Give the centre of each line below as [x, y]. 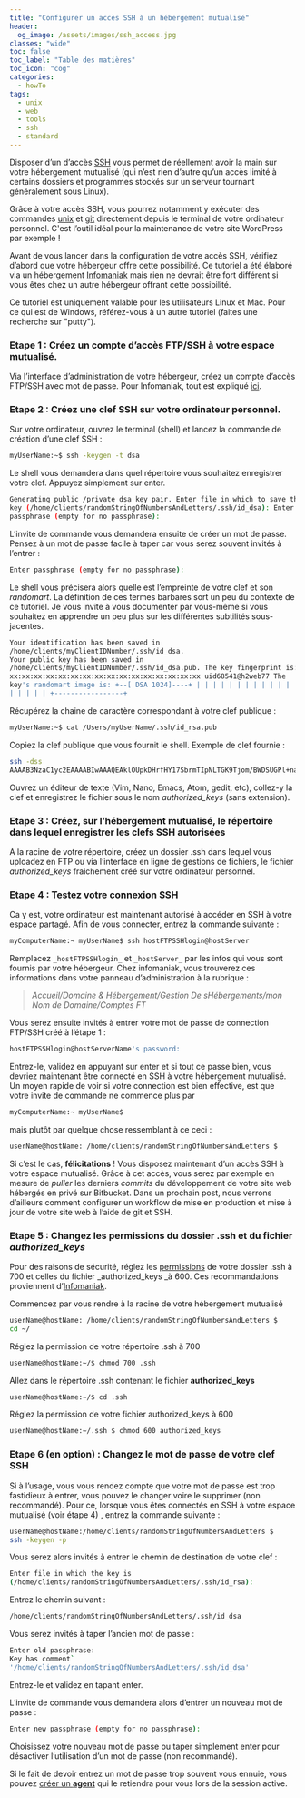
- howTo [32, 86]
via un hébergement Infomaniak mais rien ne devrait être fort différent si [144, 275]
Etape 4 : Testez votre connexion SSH [94, 895]
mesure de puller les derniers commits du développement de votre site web [151, 1183]
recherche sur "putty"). [53, 321]
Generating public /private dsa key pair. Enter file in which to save [148, 500]
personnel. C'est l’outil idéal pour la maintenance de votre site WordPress [146, 228]
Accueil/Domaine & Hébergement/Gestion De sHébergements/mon [157, 996]
